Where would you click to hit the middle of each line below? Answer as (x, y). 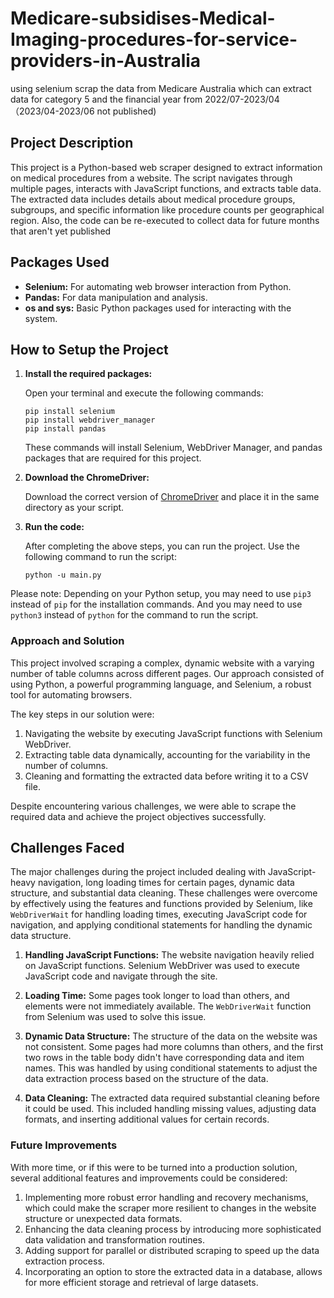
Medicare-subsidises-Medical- (143, 18)
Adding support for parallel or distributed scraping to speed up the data (172, 1250)
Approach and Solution (67, 641)
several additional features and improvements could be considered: (149, 1178)
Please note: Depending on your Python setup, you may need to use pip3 (161, 594)
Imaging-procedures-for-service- (154, 39)
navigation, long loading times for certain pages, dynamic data (166, 883)
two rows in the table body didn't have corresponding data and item (164, 1058)
